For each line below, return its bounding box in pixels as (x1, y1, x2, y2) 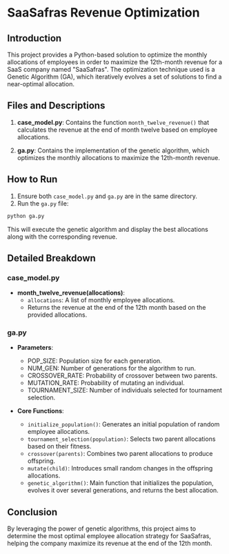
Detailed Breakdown (7, 252, 97, 264)
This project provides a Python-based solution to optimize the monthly (7, 50, 208, 59)
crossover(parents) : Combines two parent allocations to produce (27, 450, 213, 458)
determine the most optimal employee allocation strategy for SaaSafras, (7, 532, 212, 540)
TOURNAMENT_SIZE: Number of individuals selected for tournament (27, 386, 223, 395)
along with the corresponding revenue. (7, 233, 117, 241)
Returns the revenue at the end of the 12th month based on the (27, 304, 206, 312)
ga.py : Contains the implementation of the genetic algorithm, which (17, 146, 210, 155)
